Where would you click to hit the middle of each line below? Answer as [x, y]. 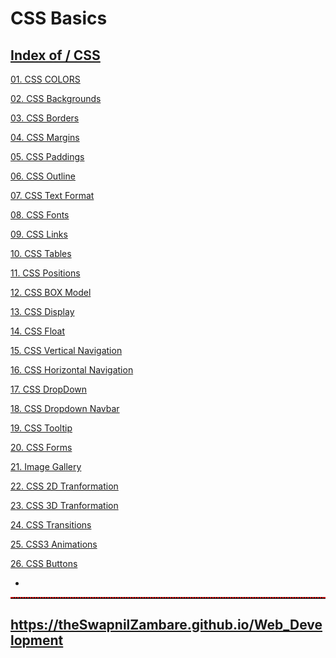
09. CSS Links [39, 234]
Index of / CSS [55, 55]
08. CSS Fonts [40, 215]
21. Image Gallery [46, 466]
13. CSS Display [42, 311]
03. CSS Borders [45, 118]
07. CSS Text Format [52, 195]
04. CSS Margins [45, 137]
